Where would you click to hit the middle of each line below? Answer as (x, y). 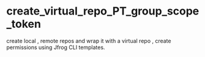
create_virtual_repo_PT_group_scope (103, 11)
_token (24, 24)
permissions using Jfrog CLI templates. (56, 47)
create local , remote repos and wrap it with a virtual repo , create (89, 41)
